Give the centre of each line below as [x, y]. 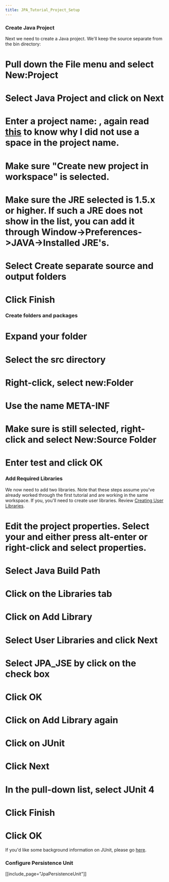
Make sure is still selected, [62, 429]
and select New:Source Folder [92, 440]
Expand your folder [46, 336]
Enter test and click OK [54, 463]
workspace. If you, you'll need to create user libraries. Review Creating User [84, 500]
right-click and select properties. [76, 548]
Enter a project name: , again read [77, 121]
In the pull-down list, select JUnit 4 [80, 790]
